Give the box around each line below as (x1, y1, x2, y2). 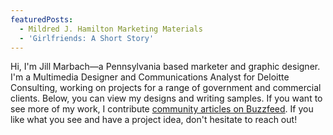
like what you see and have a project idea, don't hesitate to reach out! (10, 114, 298, 126)
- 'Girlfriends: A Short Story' (19, 33, 155, 43)
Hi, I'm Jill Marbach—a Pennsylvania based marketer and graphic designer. (10, 61, 321, 73)
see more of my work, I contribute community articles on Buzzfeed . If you (10, 103, 314, 115)
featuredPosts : (10, 14, 74, 25)
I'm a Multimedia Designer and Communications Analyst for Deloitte (10, 71, 290, 83)
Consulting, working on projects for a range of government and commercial (10, 82, 322, 94)
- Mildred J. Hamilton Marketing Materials (19, 24, 203, 34)
